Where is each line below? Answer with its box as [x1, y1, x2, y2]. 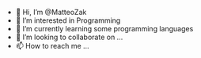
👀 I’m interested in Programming [15, 16, 121, 25]
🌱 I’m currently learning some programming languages [15, 24, 194, 33]
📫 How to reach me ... [15, 42, 89, 50]
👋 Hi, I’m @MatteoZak [15, 8, 87, 16]
